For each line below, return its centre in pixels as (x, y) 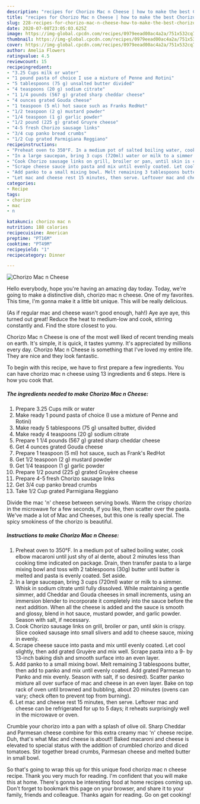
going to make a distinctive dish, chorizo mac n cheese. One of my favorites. (100, 295)
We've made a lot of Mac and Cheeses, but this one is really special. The (96, 515)
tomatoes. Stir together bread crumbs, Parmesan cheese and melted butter (99, 752)
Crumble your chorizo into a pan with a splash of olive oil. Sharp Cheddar (96, 727)
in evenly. (27, 639)
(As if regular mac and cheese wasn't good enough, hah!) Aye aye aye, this (99, 313)
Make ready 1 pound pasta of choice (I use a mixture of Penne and (96, 415)
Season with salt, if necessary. (53, 620)
